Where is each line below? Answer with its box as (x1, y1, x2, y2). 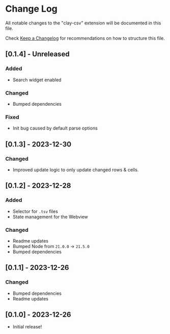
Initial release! (12, 324, 42, 330)
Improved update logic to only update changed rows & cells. (12, 166, 139, 173)
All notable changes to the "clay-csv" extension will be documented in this (5, 20, 161, 26)
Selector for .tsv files (12, 208, 59, 214)
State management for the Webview (12, 214, 88, 220)
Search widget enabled (12, 77, 62, 83)
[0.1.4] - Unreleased (5, 50, 70, 58)
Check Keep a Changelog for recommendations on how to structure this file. (5, 35, 165, 41)
